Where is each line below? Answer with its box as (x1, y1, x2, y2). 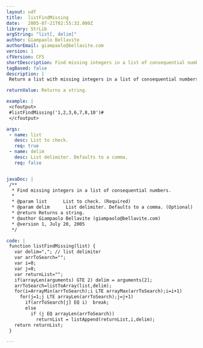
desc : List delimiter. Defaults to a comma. (14, 154, 129, 160)
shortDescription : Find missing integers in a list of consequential (6, 59, 185, 65)
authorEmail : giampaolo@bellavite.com (6, 43, 104, 49)
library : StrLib (6, 25, 47, 32)
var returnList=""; (14, 271, 63, 277)
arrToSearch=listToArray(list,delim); (14, 283, 112, 289)
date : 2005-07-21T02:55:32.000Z (6, 20, 94, 26)
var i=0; (14, 260, 36, 266)
